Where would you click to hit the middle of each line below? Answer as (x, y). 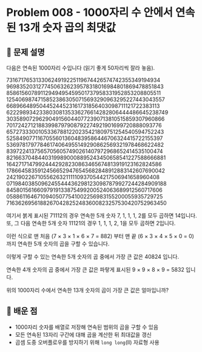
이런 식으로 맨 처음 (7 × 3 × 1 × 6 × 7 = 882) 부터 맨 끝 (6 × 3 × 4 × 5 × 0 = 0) (100, 236)
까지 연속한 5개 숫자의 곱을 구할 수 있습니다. (58, 244)
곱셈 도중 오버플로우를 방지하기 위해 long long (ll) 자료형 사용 (87, 342)
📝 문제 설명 (26, 52)
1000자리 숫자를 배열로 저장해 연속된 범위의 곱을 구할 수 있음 (87, 327)
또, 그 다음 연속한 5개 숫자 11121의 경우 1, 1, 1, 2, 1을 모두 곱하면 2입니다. (91, 223)
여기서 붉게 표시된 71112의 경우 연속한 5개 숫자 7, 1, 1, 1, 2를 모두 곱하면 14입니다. (102, 216)
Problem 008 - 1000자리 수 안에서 (90, 12)
